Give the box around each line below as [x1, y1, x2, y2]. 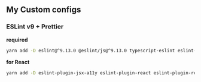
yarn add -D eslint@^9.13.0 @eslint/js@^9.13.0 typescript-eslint [6, 48, 175, 53]
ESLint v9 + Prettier [6, 23, 64, 31]
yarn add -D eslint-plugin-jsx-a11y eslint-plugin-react [6, 70, 151, 76]
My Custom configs [6, 5, 81, 15]
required [6, 36, 28, 43]
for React [6, 58, 30, 65]
